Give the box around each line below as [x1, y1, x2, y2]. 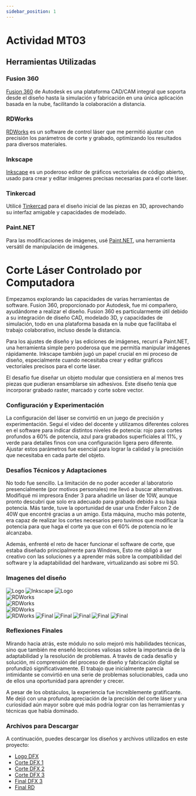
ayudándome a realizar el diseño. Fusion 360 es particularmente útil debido [6, 308, 188, 315]
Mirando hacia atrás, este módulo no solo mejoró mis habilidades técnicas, [6, 640, 186, 647]
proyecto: [6, 742, 29, 749]
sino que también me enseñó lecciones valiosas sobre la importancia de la [6, 646, 185, 653]
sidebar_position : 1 [6, 8, 57, 15]
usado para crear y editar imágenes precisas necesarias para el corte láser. [6, 175, 188, 182]
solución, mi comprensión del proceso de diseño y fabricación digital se [6, 658, 180, 665]
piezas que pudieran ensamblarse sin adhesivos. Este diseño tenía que [6, 380, 177, 387]
